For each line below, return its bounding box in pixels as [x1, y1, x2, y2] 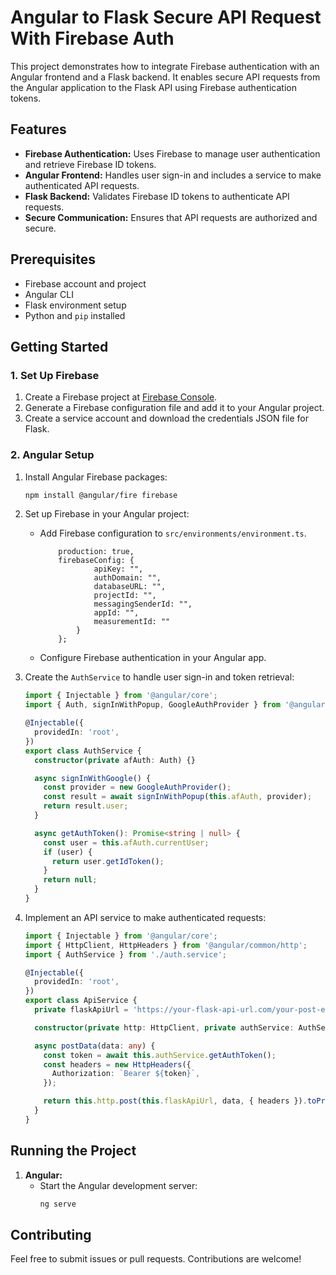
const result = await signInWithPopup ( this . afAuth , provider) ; [43, 792, 313, 802]
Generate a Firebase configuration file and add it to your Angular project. [24, 402, 325, 414]
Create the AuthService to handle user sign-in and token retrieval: [24, 671, 295, 683]
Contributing [10, 1226, 92, 1243]
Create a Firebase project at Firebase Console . [24, 391, 218, 403]
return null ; [43, 875, 98, 885]
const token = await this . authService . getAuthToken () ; [43, 1050, 277, 1060]
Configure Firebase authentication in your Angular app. [39, 652, 267, 664]
